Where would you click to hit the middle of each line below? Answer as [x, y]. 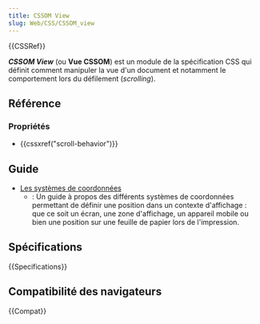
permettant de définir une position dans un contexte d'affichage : [139, 205]
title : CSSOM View [39, 16]
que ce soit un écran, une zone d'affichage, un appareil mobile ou [140, 214]
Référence [35, 104]
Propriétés [29, 126]
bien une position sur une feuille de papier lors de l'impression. [136, 222]
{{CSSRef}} [27, 46]
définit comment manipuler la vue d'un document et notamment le [117, 70]
